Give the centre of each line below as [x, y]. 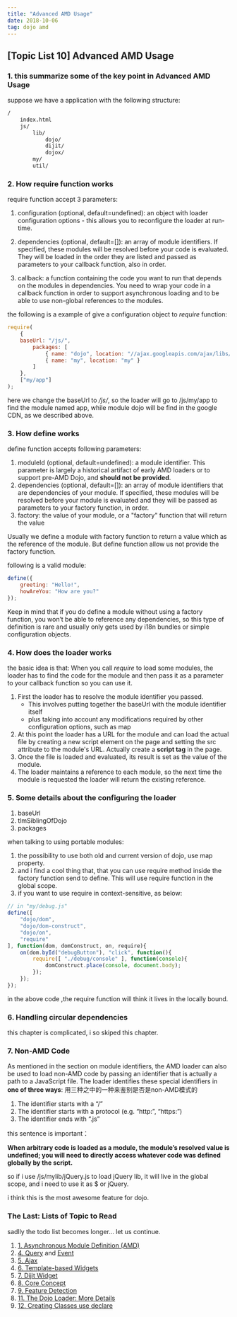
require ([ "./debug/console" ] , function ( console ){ [110, 959]
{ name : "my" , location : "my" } [92, 360]
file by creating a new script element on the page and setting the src [117, 742]
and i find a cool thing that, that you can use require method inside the [120, 871]
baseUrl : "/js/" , [45, 341]
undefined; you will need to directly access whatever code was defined [114, 1156]
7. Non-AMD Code [39, 1051]
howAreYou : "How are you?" [60, 592]
